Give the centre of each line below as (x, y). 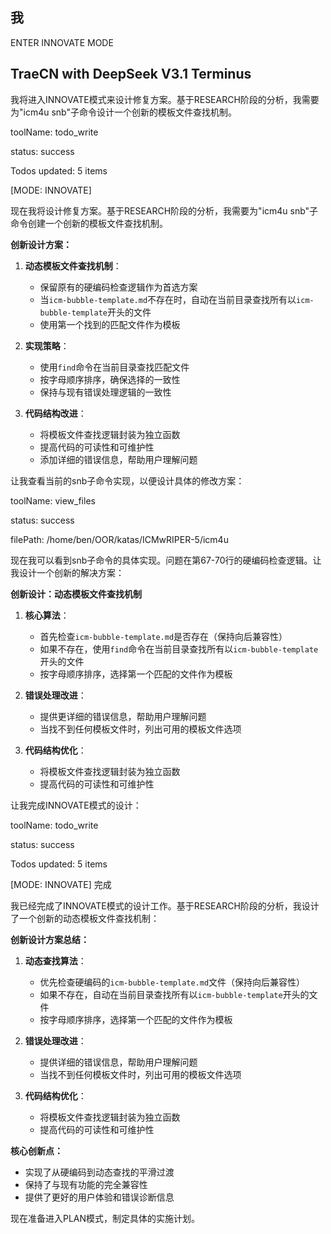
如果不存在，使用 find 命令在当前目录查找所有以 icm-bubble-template (179, 649)
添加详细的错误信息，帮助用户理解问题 (118, 459)
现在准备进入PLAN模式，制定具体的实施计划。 (105, 1218)
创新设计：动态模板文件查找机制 (76, 594)
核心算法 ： (47, 615)
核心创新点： (36, 1150)
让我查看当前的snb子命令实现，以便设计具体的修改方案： (127, 480)
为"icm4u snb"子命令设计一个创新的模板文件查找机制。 (123, 112)
